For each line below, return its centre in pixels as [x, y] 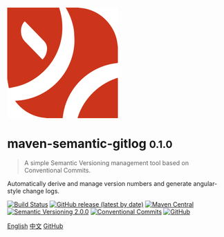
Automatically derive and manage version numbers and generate [100, 183]
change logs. [41, 191]
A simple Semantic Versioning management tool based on [106, 162]
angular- [205, 183]
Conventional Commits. [57, 170]
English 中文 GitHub [35, 226]
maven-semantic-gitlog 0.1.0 [90, 144]
